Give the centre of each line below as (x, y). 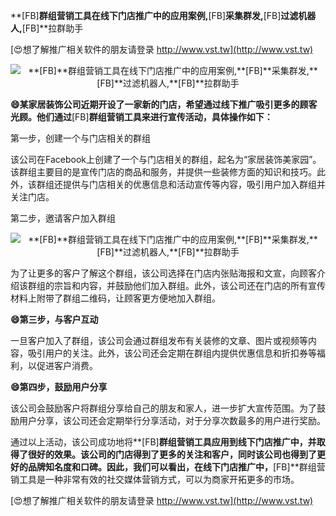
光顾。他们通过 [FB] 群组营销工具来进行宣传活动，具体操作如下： (141, 117)
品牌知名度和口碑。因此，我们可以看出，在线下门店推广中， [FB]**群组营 (176, 467)
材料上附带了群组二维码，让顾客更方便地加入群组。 (115, 298)
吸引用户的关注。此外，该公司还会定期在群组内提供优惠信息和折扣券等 (172, 353)
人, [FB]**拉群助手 (47, 28)
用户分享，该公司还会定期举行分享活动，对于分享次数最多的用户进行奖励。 (172, 420)
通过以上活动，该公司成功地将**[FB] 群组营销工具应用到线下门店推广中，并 (163, 442)
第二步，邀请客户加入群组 (63, 218)
